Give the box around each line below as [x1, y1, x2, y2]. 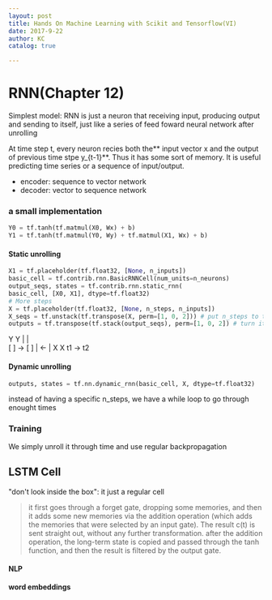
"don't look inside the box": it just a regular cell [8, 486, 164, 496]
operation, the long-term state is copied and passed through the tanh [28, 537, 260, 546]
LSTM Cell [8, 465, 62, 479]
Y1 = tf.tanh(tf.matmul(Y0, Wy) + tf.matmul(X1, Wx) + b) [8, 232, 208, 240]
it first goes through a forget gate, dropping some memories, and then [28, 502, 262, 512]
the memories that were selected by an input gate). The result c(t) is [28, 520, 256, 529]
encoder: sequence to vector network [19, 177, 147, 186]
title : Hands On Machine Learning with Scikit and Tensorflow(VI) [8, 19, 237, 28]
